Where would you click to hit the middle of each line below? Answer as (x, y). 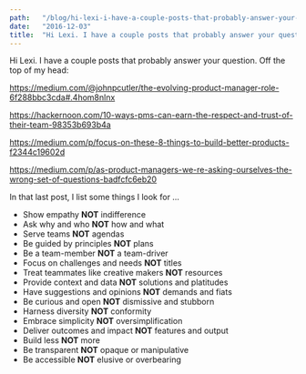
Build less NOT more (61, 340)
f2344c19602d (37, 152)
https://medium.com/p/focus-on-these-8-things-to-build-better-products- (149, 143)
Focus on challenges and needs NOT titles (102, 263)
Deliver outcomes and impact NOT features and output (126, 331)
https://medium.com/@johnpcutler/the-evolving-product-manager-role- (144, 88)
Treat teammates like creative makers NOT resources (122, 273)
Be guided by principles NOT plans (88, 244)
